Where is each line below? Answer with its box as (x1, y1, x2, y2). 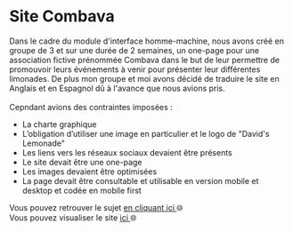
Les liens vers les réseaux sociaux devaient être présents (21, 147, 233, 157)
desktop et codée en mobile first (21, 185, 142, 196)
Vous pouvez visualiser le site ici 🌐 (9, 212, 137, 223)
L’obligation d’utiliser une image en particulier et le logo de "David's (21, 128, 270, 139)
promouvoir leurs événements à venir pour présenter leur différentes (9, 64, 261, 75)
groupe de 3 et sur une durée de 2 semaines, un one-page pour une (9, 44, 260, 55)
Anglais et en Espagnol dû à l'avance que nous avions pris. (9, 83, 225, 93)
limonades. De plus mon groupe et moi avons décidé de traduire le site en (9, 73, 280, 84)
